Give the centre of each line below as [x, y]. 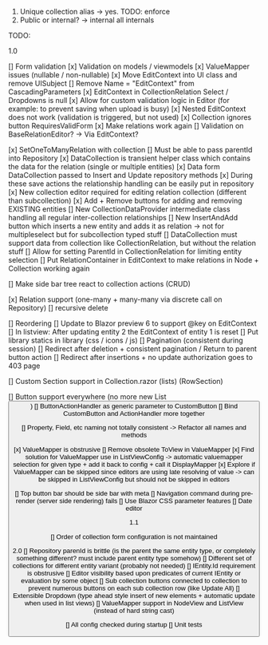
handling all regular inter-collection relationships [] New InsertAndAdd [123, 218]
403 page [24, 366]
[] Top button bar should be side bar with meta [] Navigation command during [127, 493]
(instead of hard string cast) [134, 610]
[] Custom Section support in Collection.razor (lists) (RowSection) [116, 381]
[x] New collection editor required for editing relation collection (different [128, 192]
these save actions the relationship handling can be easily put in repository [131, 184]
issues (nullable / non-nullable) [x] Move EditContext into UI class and [123, 75]
